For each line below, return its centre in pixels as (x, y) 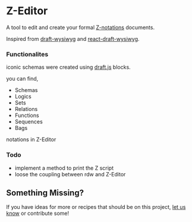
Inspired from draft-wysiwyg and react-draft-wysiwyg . (73, 39)
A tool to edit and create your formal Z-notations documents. (81, 27)
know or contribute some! (38, 213)
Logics (23, 97)
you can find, (22, 79)
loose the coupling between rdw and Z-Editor (70, 174)
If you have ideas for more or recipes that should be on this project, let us (96, 207)
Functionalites (27, 54)
